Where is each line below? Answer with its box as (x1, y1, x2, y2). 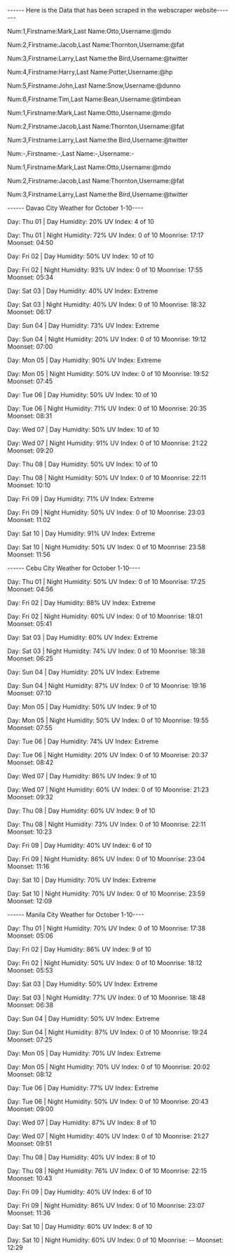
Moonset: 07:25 (7, 1035, 53, 1044)
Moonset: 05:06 (7, 931, 54, 940)
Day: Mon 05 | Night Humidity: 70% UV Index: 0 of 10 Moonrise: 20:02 (7, 1063, 210, 1071)
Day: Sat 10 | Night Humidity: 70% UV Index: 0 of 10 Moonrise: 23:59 (7, 889, 205, 898)
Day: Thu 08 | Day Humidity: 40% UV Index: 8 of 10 (7, 1153, 156, 1161)
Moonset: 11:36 (7, 1209, 51, 1217)
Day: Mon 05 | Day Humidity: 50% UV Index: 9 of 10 (7, 703, 157, 711)
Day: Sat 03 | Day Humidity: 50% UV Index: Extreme (7, 980, 158, 988)
